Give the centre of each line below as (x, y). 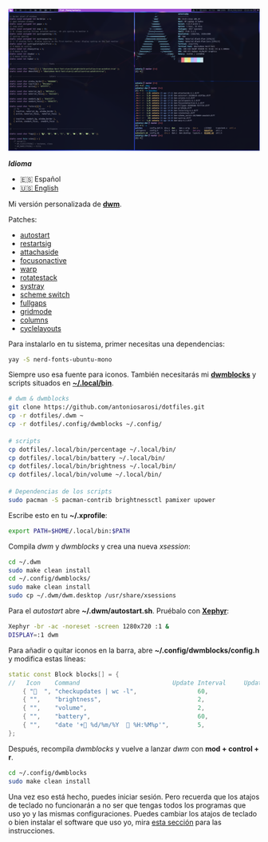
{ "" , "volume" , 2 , (114, 708)
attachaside (39, 252)
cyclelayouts (40, 328)
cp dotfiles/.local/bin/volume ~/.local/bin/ (85, 475)
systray (32, 285)
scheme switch (45, 294)
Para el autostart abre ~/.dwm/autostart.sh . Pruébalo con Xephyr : (119, 611)
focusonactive (43, 260)
